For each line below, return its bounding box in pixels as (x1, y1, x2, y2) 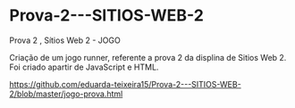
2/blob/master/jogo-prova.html (9, 88, 123, 99)
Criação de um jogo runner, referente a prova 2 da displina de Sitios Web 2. (9, 52, 287, 62)
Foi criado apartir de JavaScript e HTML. (9, 62, 159, 72)
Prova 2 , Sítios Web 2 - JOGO (9, 35, 121, 46)
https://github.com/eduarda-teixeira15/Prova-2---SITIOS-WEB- (9, 79, 241, 89)
